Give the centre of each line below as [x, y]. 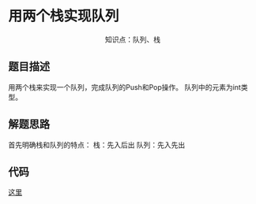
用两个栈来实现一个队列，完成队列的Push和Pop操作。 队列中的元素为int [124, 87]
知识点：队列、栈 [133, 39]
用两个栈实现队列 [64, 16]
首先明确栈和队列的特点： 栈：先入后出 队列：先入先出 [97, 145]
